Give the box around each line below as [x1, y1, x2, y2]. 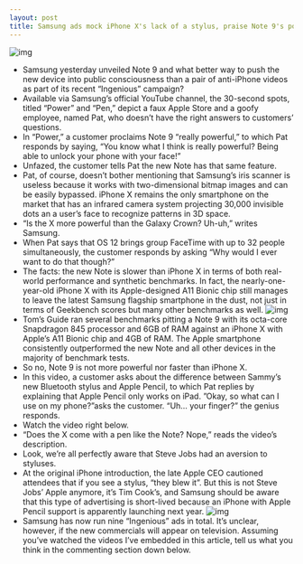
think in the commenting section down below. [22, 544, 191, 555]
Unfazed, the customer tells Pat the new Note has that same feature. [22, 160, 278, 171]
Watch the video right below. [22, 419, 129, 430]
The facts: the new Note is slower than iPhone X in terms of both [22, 266, 263, 277]
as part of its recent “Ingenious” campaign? [22, 83, 185, 94]
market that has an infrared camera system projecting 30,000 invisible [22, 198, 284, 209]
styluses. [22, 457, 57, 468]
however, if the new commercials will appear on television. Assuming [22, 525, 279, 536]
